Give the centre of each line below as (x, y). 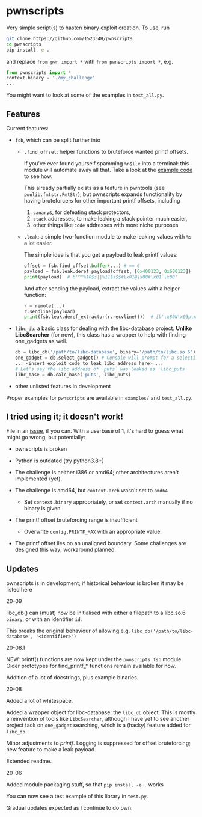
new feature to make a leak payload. (51, 750)
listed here (19, 590)
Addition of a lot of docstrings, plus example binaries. (72, 678)
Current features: (28, 128)
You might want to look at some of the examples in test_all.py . (85, 95)
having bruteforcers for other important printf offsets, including (102, 200)
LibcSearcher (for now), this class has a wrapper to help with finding (100, 335)
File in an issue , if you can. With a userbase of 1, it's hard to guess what (95, 431)
